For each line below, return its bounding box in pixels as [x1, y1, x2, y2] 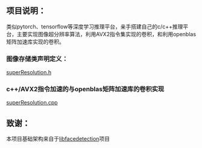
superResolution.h [6, 69, 52, 76]
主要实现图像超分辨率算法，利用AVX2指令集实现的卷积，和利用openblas [16, 30, 197, 37]
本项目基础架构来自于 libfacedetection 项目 [6, 135, 110, 143]
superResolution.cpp [6, 99, 58, 106]
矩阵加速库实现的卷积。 [6, 38, 65, 45]
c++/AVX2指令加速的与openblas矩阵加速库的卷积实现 [6, 85, 165, 94]
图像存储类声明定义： [6, 54, 68, 63]
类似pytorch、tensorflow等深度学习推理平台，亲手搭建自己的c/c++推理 [6, 23, 183, 30]
